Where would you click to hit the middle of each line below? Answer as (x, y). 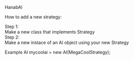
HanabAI (14, 7)
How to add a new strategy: (33, 17)
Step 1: (12, 26)
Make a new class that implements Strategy (50, 32)
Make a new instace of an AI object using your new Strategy (67, 42)
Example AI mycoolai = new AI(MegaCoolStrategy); (58, 52)
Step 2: (12, 37)
